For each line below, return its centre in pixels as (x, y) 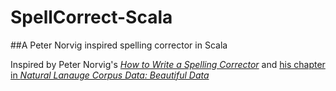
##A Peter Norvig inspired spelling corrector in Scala (119, 45)
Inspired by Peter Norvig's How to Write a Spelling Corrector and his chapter (168, 64)
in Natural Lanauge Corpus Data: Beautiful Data (110, 75)
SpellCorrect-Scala (91, 17)
